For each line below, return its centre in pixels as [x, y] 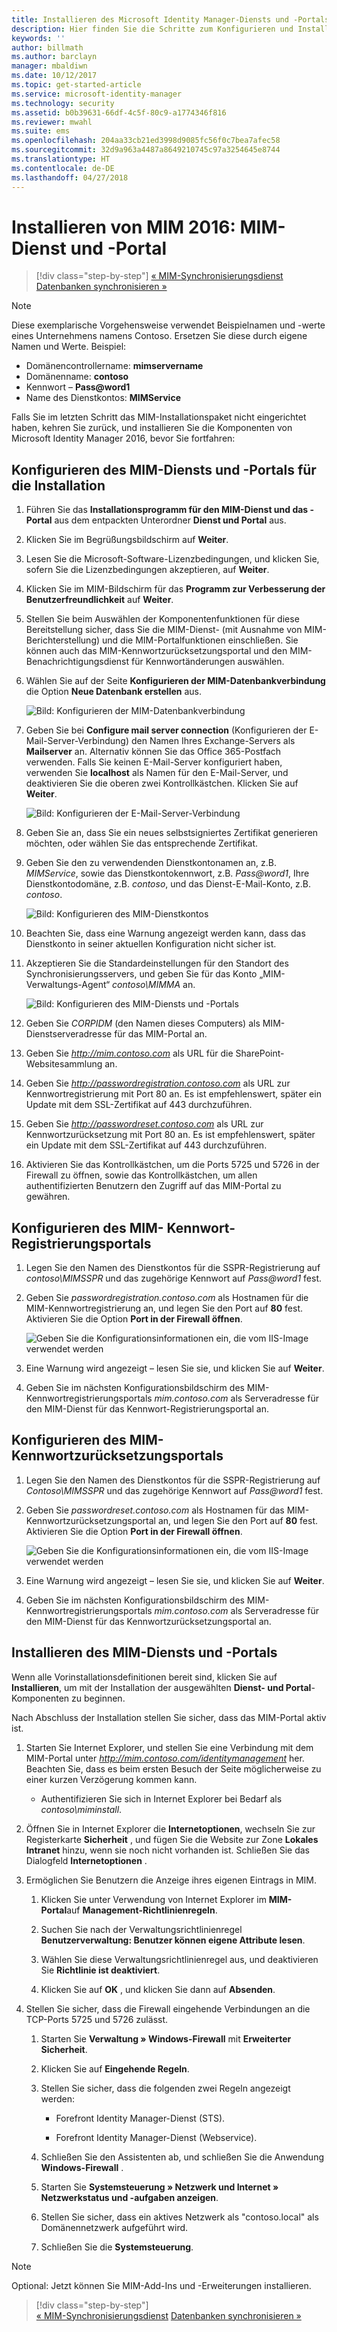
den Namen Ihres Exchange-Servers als [213, 741]
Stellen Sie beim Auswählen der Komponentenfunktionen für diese [162, 619]
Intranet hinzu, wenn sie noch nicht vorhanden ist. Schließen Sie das [167, 1850]
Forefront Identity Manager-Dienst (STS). [140, 2118]
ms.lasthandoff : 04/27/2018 [70, 177]
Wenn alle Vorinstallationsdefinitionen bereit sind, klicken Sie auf [144, 1677]
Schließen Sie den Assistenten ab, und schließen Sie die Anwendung [182, 2157]
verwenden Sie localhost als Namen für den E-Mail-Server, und [157, 773]
